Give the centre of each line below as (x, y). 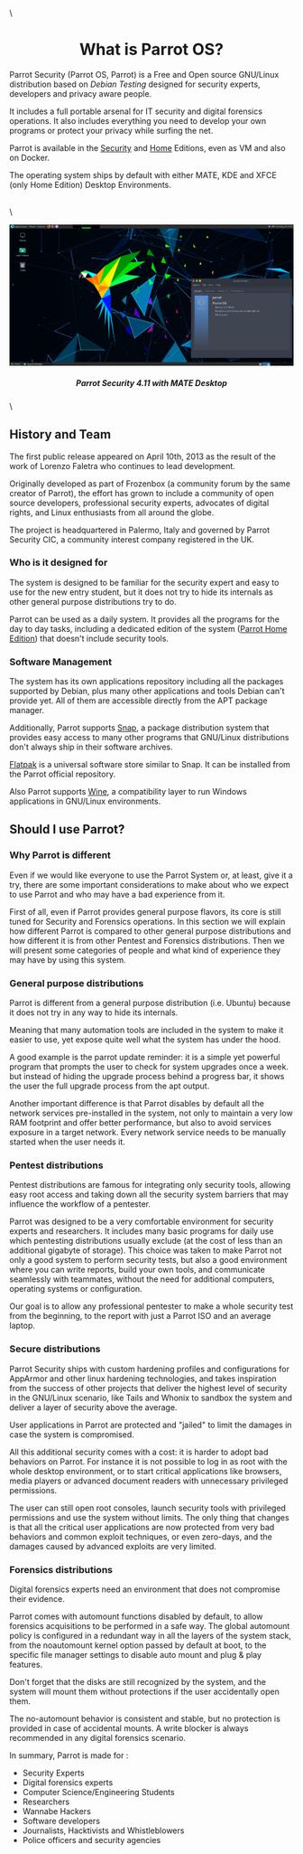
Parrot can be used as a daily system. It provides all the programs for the (144, 619)
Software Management (61, 662)
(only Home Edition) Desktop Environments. (90, 184)
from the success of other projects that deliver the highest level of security (148, 1388)
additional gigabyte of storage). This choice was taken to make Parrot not (146, 1250)
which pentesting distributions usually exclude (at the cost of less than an (146, 1241)
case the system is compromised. (72, 1434)
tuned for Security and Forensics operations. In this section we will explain (147, 921)
